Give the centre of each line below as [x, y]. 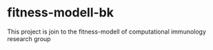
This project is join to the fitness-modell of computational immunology [107, 32]
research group [29, 38]
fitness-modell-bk [61, 13]
